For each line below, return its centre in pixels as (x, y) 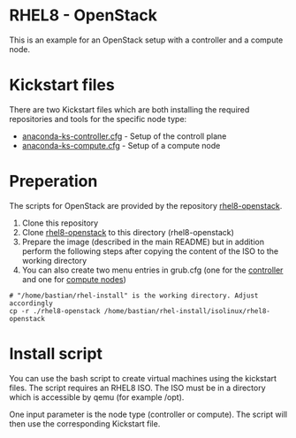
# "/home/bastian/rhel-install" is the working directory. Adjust (134, 296)
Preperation (53, 181)
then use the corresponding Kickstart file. (85, 423)
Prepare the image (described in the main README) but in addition (143, 242)
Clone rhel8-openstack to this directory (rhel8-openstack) (128, 232)
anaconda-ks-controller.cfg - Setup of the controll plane (124, 136)
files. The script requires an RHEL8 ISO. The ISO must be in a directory (138, 388)
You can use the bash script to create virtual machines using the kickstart (143, 378)
